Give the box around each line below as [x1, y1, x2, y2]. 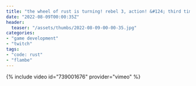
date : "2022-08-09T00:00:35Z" [6, 14, 80, 20]
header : [6, 19, 25, 25]
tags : [6, 46, 19, 52]
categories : [6, 30, 35, 36]
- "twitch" [6, 41, 33, 47]
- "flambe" [6, 57, 33, 63]
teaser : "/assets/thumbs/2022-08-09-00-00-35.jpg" [11, 24, 137, 31]
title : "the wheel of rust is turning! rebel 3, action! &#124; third [6, 8, 181, 15]
